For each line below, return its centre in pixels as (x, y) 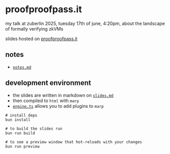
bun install (18, 120)
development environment (48, 83)
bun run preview (22, 146)
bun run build (20, 133)
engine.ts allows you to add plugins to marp (58, 106)
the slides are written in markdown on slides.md (63, 95)
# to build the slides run (34, 129)
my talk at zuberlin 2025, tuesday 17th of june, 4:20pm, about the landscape (85, 23)
